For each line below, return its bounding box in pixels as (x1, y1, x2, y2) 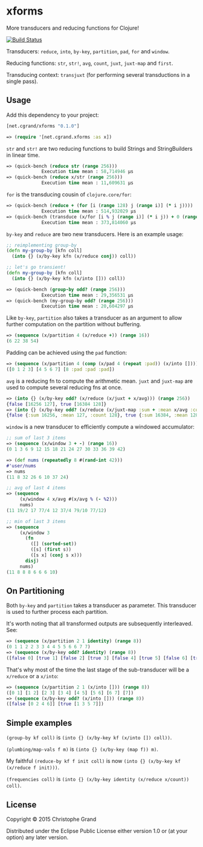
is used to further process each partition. (6, 608, 108, 616)
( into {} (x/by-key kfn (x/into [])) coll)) (11, 275, 126, 282)
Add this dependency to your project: (6, 111, 100, 119)
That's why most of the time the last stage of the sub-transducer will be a (6, 666, 189, 673)
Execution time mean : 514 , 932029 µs (41, 208, 137, 214)
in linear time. (6, 151, 40, 159)
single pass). (6, 77, 38, 85)
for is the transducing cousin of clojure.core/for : (6, 191, 132, 198)
